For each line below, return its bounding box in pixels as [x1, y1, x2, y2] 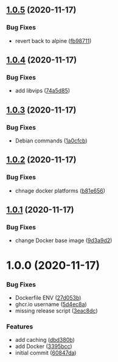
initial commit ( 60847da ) [15, 349, 77, 356]
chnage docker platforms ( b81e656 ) [15, 187, 105, 194]
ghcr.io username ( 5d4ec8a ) [15, 300, 87, 308]
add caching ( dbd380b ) [15, 336, 75, 344]
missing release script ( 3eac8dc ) [15, 307, 99, 314]
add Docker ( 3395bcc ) [15, 342, 72, 350]
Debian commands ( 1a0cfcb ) [15, 137, 88, 144]
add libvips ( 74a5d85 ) [15, 87, 71, 94]
